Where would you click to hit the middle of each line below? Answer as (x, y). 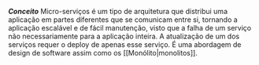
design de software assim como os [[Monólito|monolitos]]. (103, 53)
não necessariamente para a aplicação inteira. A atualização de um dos (124, 36)
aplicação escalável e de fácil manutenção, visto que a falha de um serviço (130, 28)
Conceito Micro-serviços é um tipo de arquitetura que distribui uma (118, 11)
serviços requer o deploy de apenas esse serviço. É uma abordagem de (125, 45)
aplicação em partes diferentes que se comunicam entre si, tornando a (123, 20)
